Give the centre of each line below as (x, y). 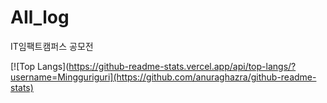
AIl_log (40, 17)
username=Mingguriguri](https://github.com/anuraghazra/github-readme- (163, 77)
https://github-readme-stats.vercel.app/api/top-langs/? (182, 66)
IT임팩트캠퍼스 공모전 (52, 46)
